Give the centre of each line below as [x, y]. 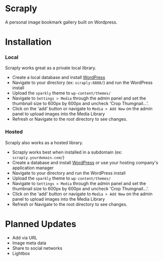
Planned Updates [41, 224]
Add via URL [25, 237]
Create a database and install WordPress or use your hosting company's [85, 162]
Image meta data [29, 243]
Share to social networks [37, 248]
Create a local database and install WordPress [58, 78]
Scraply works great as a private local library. [51, 68]
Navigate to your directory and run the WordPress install [69, 173]
